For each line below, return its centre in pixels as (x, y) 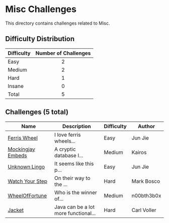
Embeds (17, 155)
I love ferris (68, 135)
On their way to (72, 178)
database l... (69, 155)
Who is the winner (76, 192)
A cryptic (65, 149)
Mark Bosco (146, 181)
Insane (16, 86)
